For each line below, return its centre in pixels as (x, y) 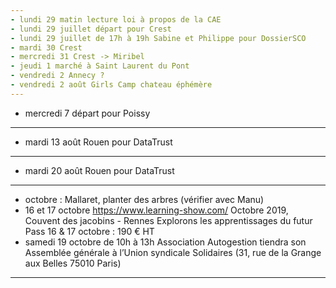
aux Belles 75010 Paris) (73, 263)
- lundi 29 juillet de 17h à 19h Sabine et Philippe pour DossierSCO (158, 38)
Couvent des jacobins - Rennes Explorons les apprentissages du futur (168, 220)
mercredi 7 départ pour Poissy (87, 113)
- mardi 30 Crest (46, 47)
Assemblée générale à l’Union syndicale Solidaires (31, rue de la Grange (173, 252)
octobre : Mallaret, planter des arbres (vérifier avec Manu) (144, 199)
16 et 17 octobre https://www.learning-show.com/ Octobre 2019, (156, 210)
